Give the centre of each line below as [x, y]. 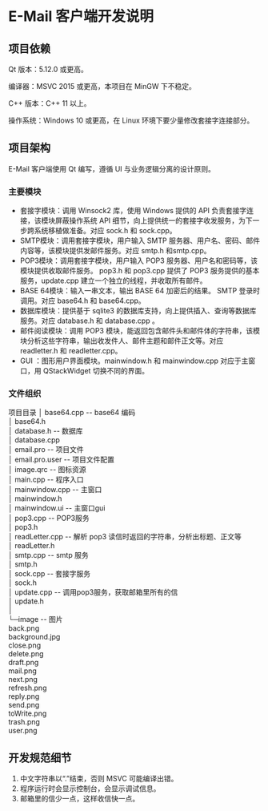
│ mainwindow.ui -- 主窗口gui [57, 508]
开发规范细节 [40, 758]
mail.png [23, 671]
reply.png [24, 696]
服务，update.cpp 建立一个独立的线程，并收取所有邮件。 [113, 280]
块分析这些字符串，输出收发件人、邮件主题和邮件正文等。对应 [122, 341]
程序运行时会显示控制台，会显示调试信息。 [90, 789]
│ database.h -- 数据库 [46, 431]
